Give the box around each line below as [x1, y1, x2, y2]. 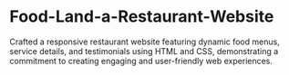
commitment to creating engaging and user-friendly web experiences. [9, 55, 274, 66]
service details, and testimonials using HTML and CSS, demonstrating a [9, 45, 279, 56]
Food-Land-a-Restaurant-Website [9, 6, 274, 27]
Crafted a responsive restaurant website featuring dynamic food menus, [9, 36, 280, 47]
